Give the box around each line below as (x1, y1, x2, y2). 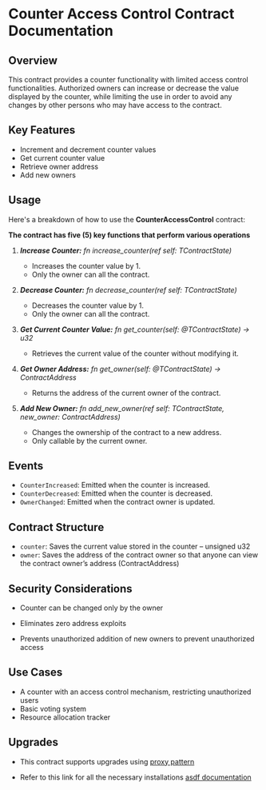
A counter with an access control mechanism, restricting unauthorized (19, 687, 252, 696)
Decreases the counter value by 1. (31, 301, 144, 310)
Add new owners (19, 170, 76, 180)
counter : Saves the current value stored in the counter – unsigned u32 (19, 541, 251, 552)
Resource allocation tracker (19, 712, 111, 722)
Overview (8, 54, 58, 67)
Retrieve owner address (19, 162, 98, 171)
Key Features (8, 123, 76, 137)
